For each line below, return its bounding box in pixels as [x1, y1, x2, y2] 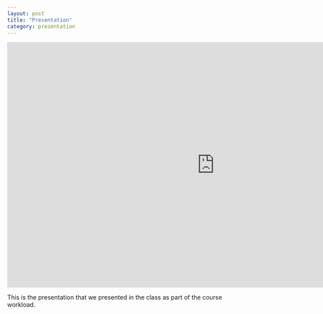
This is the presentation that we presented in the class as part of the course [7, 293, 222, 302]
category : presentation [7, 23, 76, 30]
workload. [7, 301, 36, 309]
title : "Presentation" [7, 17, 72, 23]
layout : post [7, 10, 45, 17]
